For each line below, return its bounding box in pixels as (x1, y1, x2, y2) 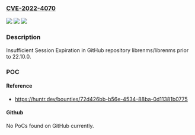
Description (6, 33, 41, 41)
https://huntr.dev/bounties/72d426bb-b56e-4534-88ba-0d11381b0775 (14, 95, 188, 102)
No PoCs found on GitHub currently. (6, 122, 94, 129)
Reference (6, 82, 33, 89)
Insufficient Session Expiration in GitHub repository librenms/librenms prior (6, 46, 189, 54)
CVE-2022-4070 (6, 4, 56, 12)
